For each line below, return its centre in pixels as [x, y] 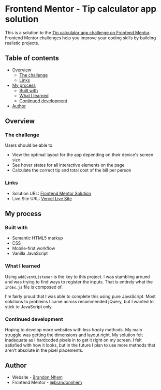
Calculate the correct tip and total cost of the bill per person [72, 170]
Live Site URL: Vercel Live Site [42, 198]
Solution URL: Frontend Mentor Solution [51, 193]
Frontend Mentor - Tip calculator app [81, 9]
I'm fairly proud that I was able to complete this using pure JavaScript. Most [80, 296]
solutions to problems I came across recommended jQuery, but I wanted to [79, 301]
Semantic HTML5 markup [37, 238]
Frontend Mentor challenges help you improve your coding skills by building [80, 38]
